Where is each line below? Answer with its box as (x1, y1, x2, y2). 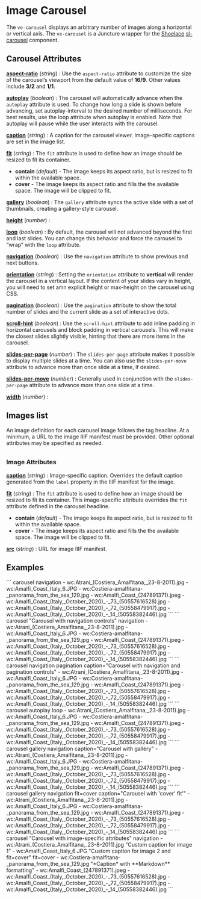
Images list (6, 411, 48, 421)
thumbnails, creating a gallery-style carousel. (6, 205, 119, 212)
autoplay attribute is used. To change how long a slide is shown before (6, 101, 182, 108)
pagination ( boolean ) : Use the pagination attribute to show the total (6, 302, 176, 309)
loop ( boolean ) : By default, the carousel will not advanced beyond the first (6, 228, 193, 235)
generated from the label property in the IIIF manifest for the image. (6, 478, 176, 485)
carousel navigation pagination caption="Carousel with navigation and (6, 662, 181, 669)
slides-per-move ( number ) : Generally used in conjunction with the (6, 375, 173, 382)
